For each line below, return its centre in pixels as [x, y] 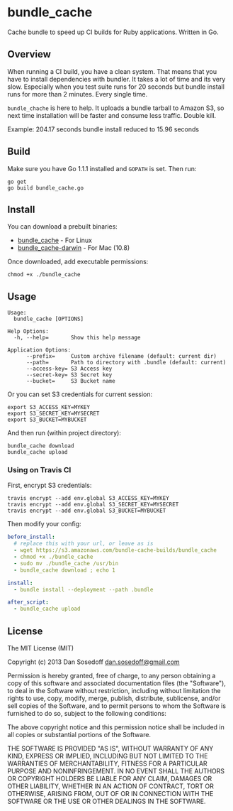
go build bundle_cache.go [45, 188]
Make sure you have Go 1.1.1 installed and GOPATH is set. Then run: [102, 168]
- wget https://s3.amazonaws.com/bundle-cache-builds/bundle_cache [115, 550]
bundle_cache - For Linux [55, 240]
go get [17, 182]
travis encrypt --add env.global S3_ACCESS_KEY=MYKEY [89, 499]
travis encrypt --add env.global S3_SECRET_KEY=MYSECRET [93, 505]
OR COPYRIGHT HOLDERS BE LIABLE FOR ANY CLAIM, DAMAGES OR [110, 779]
